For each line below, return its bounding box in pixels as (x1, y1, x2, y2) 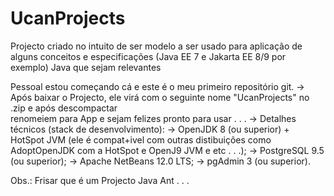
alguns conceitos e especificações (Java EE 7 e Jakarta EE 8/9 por (10, 50, 287, 62)
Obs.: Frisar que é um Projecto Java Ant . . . (10, 174, 190, 186)
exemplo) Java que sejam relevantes (10, 61, 162, 73)
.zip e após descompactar (10, 102, 118, 114)
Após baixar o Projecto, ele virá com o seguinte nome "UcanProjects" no (10, 91, 310, 103)
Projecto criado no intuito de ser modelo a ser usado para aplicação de (10, 40, 303, 52)
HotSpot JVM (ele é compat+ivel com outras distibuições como (10, 133, 272, 146)
